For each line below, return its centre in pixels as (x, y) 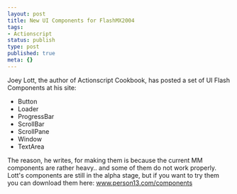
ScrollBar (31, 124)
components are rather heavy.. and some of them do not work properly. (112, 168)
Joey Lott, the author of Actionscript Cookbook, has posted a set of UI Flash (119, 80)
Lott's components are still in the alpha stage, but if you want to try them (114, 175)
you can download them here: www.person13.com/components (100, 183)
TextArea (31, 147)
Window (30, 139)
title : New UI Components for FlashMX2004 (71, 21)
